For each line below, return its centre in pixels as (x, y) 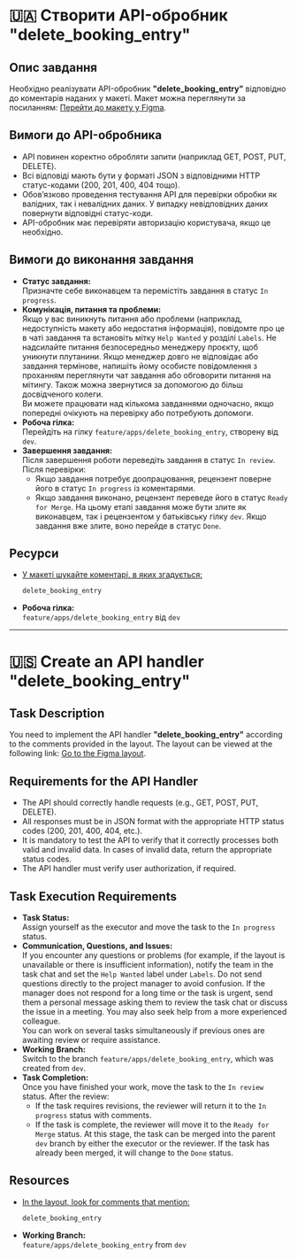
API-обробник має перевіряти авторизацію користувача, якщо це (146, 222)
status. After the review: (65, 1096)
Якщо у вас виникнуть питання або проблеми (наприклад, (132, 319)
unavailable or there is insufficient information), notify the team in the (148, 964)
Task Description (57, 713)
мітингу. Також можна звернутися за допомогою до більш (132, 384)
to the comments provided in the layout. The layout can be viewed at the (141, 744)
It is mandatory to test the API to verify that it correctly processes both (150, 840)
